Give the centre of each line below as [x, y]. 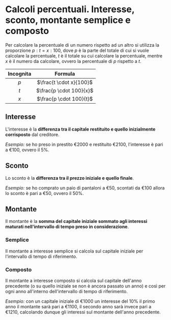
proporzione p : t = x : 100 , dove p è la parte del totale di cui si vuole [77, 50]
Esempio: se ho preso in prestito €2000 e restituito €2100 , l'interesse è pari [84, 144]
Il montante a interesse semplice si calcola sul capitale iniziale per [74, 251]
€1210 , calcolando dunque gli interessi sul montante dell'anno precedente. [83, 312]
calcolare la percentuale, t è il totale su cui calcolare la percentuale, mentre [84, 56]
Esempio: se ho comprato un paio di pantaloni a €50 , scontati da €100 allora [85, 188]
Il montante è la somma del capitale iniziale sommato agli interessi [76, 221]
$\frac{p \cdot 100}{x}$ [65, 90]
